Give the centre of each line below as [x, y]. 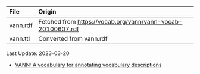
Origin [47, 12]
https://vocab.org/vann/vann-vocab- [130, 22]
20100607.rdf [59, 29]
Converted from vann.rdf [73, 39]
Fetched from [57, 22]
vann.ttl [20, 39]
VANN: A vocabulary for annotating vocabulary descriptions [88, 65]
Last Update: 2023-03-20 [38, 53]
